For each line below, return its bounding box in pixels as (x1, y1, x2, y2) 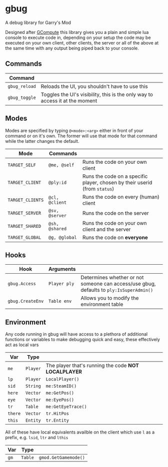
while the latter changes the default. (5, 138, 79, 144)
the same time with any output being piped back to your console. (5, 45, 139, 51)
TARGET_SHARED (7, 223, 41, 229)
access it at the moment (40, 97, 97, 104)
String (25, 383, 41, 389)
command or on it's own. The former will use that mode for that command (5, 133, 157, 139)
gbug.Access (7, 281, 36, 287)
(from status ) (82, 185, 114, 192)
